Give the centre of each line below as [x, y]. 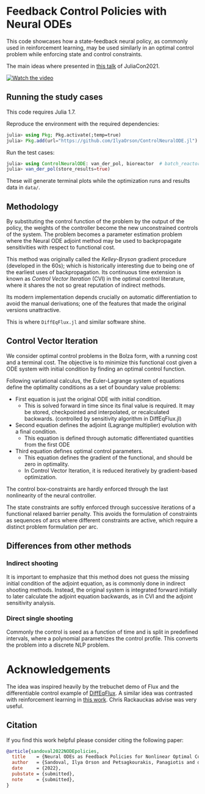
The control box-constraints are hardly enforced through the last [87, 489]
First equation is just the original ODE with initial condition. [88, 399]
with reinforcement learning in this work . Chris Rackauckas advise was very [102, 699]
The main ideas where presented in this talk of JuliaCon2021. [83, 66]
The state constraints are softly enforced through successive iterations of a [101, 507]
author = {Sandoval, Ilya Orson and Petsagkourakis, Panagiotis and [103, 763]
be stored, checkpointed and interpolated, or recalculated [97, 412]
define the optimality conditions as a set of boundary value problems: [94, 387]
